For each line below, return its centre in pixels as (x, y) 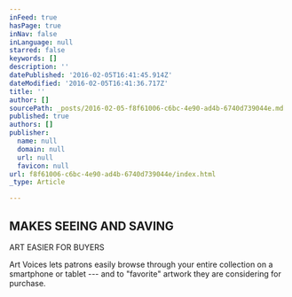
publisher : (29, 133)
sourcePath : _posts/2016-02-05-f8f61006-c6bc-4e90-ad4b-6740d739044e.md (146, 108)
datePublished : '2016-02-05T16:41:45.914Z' (91, 75)
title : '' (28, 91)
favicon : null (43, 166)
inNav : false (33, 34)
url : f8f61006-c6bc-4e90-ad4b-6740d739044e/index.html (113, 174)
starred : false (37, 51)
